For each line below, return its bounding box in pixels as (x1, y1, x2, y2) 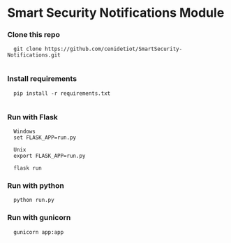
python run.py (13, 197, 54, 204)
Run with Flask (7, 112, 58, 121)
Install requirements (7, 74, 77, 84)
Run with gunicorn (7, 213, 71, 223)
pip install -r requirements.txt (13, 89, 111, 97)
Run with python (7, 181, 64, 190)
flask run (13, 165, 42, 172)
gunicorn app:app (13, 228, 64, 235)
